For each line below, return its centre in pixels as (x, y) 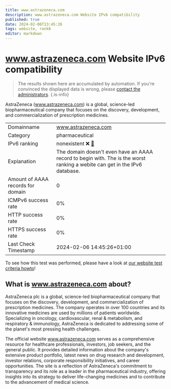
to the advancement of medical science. (48, 382)
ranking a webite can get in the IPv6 (99, 164)
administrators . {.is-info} (43, 94)
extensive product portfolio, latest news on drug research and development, (85, 355)
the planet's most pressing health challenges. (53, 329)
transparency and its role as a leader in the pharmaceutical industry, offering (85, 371)
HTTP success (25, 215)
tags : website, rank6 (28, 29)
